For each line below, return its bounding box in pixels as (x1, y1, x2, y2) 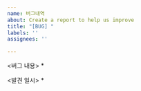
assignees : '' (7, 36, 48, 43)
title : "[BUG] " (7, 23, 54, 30)
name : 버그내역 (7, 10, 45, 17)
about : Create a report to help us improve (7, 17, 135, 23)
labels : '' (7, 29, 39, 37)
